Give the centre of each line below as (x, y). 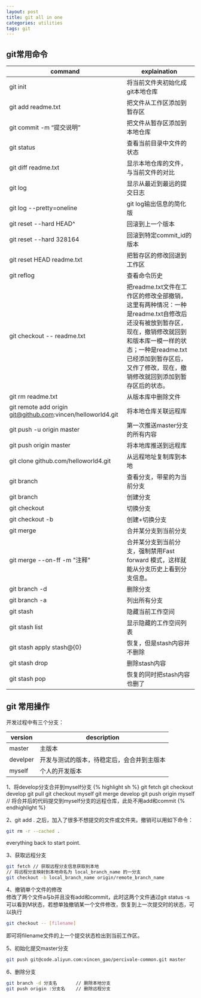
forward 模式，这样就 (156, 560)
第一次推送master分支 (157, 426)
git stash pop (28, 679)
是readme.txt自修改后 (157, 314)
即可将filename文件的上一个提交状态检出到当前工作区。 (74, 936)
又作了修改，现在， (154, 368)
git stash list (26, 627)
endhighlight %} (26, 807)
